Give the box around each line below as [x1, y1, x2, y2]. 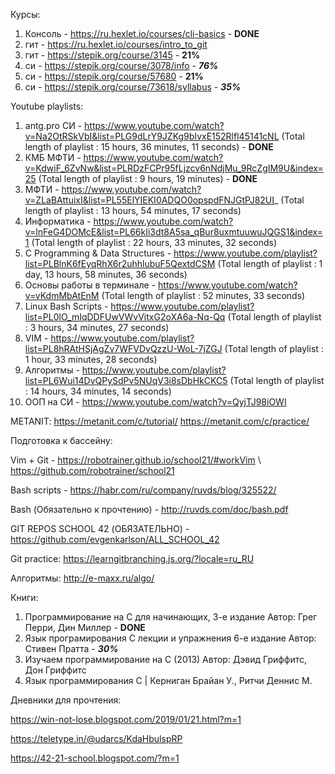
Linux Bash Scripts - [24, 300, 109, 312]
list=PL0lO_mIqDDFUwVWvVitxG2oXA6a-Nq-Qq [24, 311, 226, 323]
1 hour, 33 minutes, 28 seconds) [24, 354, 158, 365]
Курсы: [10, 9, 41, 20]
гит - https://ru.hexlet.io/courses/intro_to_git [24, 39, 208, 50]
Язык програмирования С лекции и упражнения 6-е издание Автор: [24, 632, 317, 644]
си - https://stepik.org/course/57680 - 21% [24, 70, 204, 82]
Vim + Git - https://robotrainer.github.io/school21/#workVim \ [10, 454, 262, 466]
